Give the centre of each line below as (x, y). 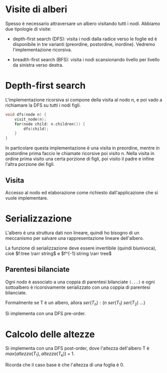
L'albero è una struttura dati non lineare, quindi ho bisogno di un (72, 233)
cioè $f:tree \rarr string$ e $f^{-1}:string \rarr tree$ (59, 253)
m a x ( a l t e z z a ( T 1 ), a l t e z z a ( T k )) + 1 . (40, 354)
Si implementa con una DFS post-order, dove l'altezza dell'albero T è (77, 349)
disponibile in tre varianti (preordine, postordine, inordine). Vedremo (84, 44)
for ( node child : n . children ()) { (50, 124)
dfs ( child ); (36, 129)
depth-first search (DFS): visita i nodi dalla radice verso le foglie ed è (85, 39)
